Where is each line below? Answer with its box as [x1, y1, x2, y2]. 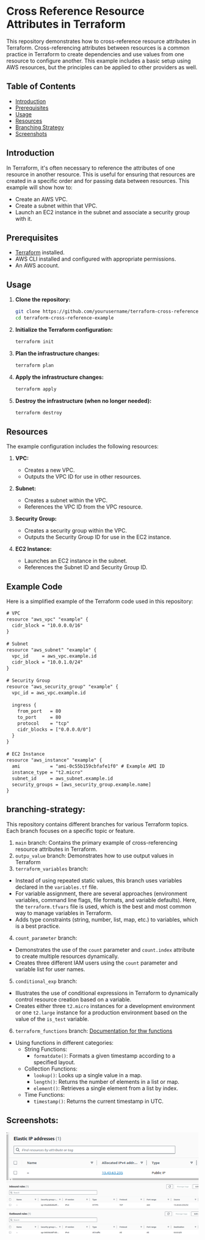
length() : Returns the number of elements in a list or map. [33, 1078, 180, 1085]
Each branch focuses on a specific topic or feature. [6, 827, 135, 834]
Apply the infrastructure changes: [15, 373, 104, 381]
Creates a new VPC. [24, 466, 75, 474]
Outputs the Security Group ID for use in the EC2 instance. [24, 534, 171, 541]
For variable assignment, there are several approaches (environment [15, 889, 187, 897]
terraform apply [15, 386, 57, 392]
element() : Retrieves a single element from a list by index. [33, 1085, 179, 1092]
